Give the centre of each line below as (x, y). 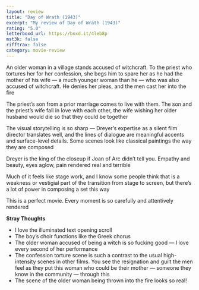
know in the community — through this (62, 274)
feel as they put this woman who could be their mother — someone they (103, 267)
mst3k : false (22, 39)
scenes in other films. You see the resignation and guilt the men (115, 261)
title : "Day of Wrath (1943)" (44, 17)
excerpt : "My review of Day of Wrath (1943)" (63, 23)
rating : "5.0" (24, 28)
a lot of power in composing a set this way (58, 189)
